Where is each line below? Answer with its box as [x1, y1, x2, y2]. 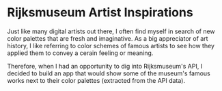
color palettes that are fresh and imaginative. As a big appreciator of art [7, 34, 208, 42]
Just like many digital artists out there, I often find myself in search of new [7, 27, 215, 35]
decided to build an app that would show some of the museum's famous [7, 69, 210, 77]
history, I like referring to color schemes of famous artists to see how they [7, 41, 215, 50]
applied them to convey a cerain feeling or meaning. [7, 49, 154, 57]
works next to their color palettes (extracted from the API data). [7, 76, 186, 84]
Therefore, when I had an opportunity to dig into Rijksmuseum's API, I [7, 62, 203, 70]
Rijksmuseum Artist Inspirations [7, 5, 193, 20]
